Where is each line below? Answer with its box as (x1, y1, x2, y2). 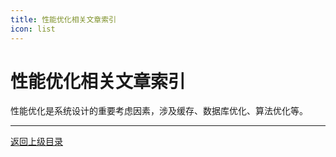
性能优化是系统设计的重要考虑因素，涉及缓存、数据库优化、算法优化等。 (10, 105, 308, 117)
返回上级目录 (10, 136, 63, 148)
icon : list (10, 24, 56, 34)
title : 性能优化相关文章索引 (10, 14, 117, 25)
